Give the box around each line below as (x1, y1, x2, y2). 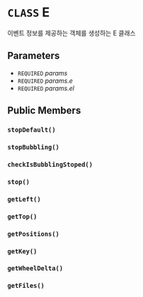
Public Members (7, 105, 81, 117)
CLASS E (7, 4, 50, 21)
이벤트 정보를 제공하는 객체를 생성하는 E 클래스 (7, 28, 136, 37)
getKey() (7, 247, 38, 255)
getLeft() (7, 195, 41, 203)
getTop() (7, 212, 38, 221)
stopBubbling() (7, 143, 60, 151)
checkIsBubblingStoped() (7, 160, 93, 168)
